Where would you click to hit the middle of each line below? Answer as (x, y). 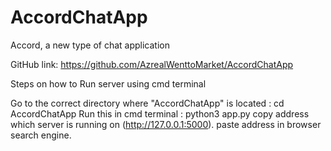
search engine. (41, 135)
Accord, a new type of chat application (90, 45)
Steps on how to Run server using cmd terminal (108, 83)
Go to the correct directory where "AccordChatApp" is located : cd (147, 103)
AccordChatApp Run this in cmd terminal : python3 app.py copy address (160, 113)
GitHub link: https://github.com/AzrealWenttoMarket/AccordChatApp (152, 64)
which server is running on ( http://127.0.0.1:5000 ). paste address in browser (166, 124)
